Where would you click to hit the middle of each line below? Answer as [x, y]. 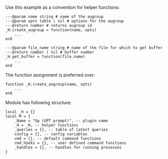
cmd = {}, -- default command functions [58, 139]
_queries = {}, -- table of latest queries [61, 130]
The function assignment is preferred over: [50, 75]
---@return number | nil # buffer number [50, 52]
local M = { [18, 116]
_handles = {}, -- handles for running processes [68, 147]
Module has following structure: [39, 103]
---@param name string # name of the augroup [54, 17]
